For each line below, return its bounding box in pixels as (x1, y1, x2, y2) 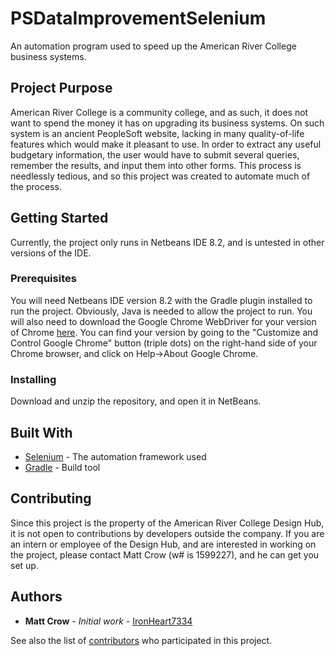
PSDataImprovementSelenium (10, 7, 267, 30)
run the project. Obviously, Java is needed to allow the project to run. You (10, 305, 313, 317)
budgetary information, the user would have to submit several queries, (10, 148, 300, 161)
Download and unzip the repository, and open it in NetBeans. (10, 395, 262, 407)
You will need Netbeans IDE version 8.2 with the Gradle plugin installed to (10, 294, 313, 306)
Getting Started (10, 210, 109, 227)
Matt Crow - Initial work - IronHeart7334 (24, 615, 193, 627)
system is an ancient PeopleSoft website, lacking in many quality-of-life (10, 127, 305, 139)
